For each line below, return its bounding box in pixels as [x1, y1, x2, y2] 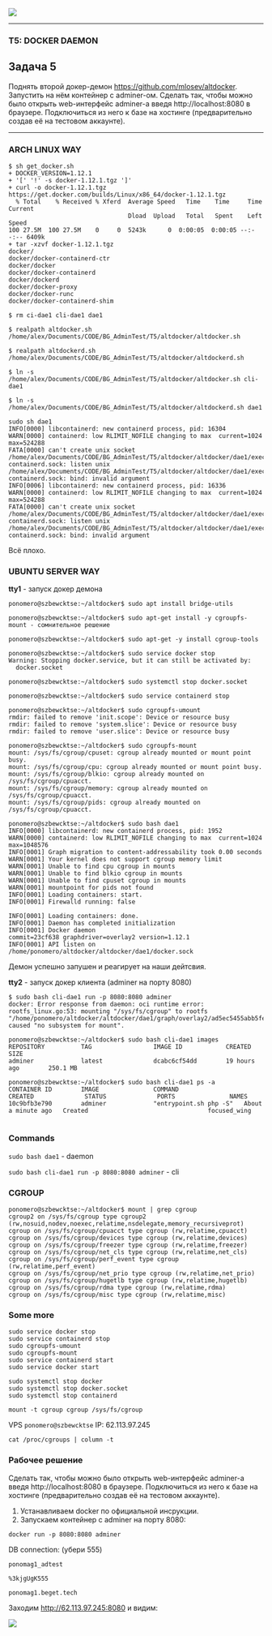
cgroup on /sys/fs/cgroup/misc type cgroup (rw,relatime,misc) [8, 1290, 227, 1299]
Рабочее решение [8, 1454, 83, 1466]
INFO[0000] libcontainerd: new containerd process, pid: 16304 [8, 425, 227, 433]
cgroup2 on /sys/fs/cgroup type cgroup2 [8, 1213, 147, 1221]
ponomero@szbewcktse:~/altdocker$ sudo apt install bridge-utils [8, 600, 233, 608]
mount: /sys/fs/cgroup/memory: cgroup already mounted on [8, 784, 208, 792]
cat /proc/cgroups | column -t [8, 1436, 114, 1444]
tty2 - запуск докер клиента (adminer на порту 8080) [8, 977, 192, 987]
